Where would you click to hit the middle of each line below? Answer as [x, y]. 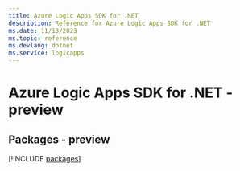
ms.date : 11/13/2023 [43, 31]
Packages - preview [59, 139]
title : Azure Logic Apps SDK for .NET [73, 16]
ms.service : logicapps [46, 53]
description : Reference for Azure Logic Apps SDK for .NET [110, 23]
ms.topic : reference [43, 38]
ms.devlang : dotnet [41, 46]
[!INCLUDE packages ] [45, 159]
